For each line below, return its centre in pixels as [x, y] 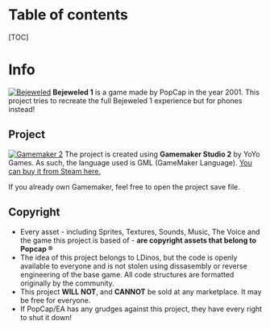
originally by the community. [67, 283]
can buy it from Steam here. [55, 171]
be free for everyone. [55, 300]
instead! [22, 109]
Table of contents [69, 15]
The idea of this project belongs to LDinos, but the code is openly [129, 257]
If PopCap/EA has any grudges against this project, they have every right [141, 309]
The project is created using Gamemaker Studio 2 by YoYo [162, 154]
